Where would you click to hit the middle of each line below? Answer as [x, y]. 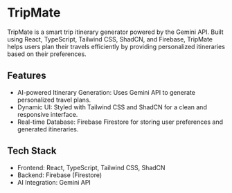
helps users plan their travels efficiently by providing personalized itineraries [116, 46]
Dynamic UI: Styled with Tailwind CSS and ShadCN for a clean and [112, 107]
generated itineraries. [48, 129]
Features [27, 76]
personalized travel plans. [54, 100]
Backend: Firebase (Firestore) [60, 175]
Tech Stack [32, 151]
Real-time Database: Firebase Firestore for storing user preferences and [120, 122]
